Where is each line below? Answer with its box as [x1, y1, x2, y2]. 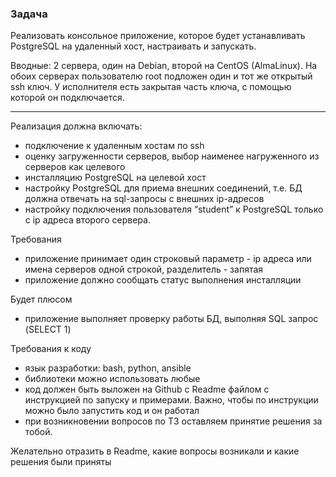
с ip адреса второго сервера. [24, 214, 151, 226]
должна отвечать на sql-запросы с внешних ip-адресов [24, 193, 265, 205]
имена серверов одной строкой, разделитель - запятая [24, 263, 264, 276]
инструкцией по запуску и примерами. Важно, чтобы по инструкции [24, 394, 319, 406]
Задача [10, 7, 48, 21]
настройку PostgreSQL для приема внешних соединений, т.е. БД [24, 182, 303, 194]
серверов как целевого [24, 161, 126, 173]
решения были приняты [10, 456, 112, 468]
